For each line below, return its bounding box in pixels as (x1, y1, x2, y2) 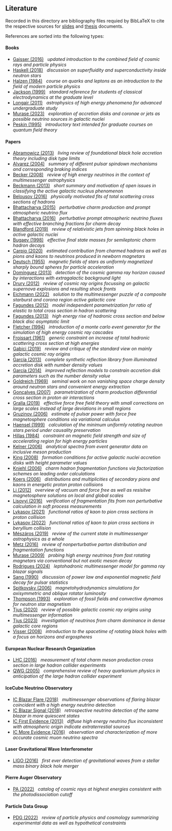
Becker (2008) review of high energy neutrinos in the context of (12, 171, 150, 178)
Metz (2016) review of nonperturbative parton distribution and (12, 541, 147, 548)
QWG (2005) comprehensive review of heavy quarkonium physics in (12, 668, 160, 674)
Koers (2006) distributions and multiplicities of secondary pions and (12, 476, 160, 483)
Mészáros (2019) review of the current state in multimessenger (12, 531, 148, 537)
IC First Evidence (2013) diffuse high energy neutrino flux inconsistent (12, 718, 163, 724)
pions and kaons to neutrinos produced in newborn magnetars (12, 253, 145, 259)
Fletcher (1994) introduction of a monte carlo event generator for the (12, 324, 161, 330)
